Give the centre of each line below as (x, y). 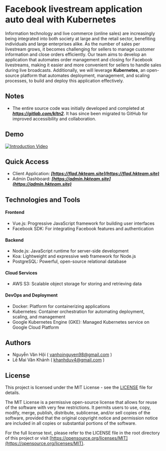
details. (13, 393)
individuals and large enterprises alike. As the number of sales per (73, 44)
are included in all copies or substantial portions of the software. (71, 423)
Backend (14, 240)
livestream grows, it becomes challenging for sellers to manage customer (80, 49)
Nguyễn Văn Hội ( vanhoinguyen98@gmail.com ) (62, 354)
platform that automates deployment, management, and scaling (85, 75)
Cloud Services (21, 273)
